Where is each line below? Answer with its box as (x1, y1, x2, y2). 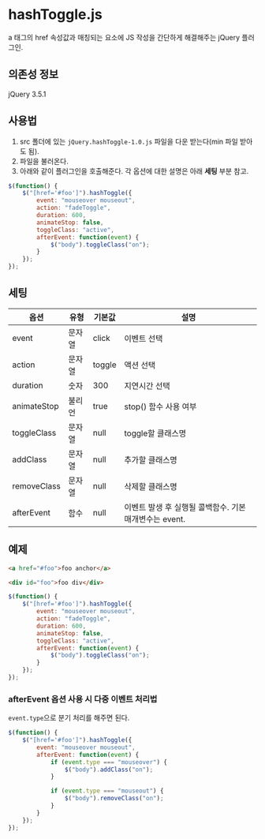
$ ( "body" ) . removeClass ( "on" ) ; (64, 795, 164, 803)
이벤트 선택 (124, 333, 163, 344)
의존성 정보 (8, 68, 59, 81)
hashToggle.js (8, 6, 103, 24)
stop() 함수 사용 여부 (124, 401, 197, 412)
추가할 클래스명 (124, 454, 177, 465)
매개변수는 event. (124, 513, 186, 524)
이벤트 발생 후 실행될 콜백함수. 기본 (124, 501, 246, 512)
